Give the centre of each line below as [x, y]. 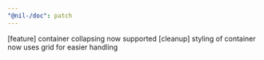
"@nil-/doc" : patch [40, 16]
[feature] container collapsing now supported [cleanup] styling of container [132, 38]
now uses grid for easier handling [63, 47]
